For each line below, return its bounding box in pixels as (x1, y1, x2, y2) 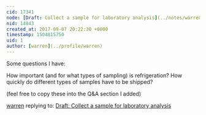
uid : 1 (6, 37, 23, 43)
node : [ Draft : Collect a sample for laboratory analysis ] (6, 15, 158, 21)
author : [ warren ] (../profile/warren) (6, 43, 103, 50)
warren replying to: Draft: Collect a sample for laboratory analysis (6, 102, 172, 109)
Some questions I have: (6, 59, 66, 67)
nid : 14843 (6, 20, 34, 26)
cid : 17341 (6, 9, 34, 15)
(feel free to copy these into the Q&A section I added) (6, 90, 142, 97)
